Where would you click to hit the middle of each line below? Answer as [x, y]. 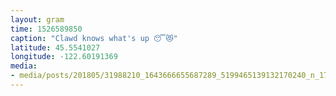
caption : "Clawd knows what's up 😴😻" [94, 38]
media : [24, 66]
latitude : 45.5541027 [55, 47]
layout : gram [37, 19]
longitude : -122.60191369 [64, 57]
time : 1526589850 [46, 29]
